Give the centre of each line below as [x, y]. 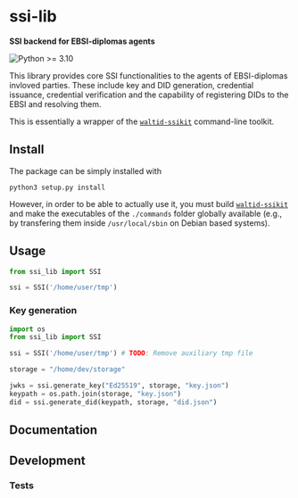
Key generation [43, 311]
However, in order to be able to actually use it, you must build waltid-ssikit [149, 203]
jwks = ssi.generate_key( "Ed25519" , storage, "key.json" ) [119, 386]
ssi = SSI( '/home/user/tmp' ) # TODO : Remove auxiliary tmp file [131, 353]
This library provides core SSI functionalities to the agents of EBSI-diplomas [149, 75]
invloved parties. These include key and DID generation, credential [132, 85]
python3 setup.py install [57, 187]
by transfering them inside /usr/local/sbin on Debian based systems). [140, 223]
